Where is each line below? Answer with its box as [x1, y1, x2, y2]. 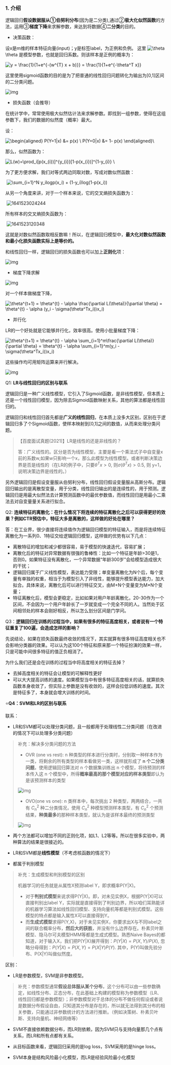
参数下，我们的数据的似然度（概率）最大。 [5, 117, 95, 123]
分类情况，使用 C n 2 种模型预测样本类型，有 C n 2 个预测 [49, 804, 163, 812]
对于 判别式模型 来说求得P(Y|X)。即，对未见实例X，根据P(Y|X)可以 [25, 893, 163, 899]
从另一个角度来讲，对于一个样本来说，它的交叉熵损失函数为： [5, 190, 135, 196]
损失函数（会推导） [12, 100, 53, 106]
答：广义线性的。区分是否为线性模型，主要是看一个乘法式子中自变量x [17, 449, 163, 455]
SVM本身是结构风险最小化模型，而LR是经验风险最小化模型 [12, 1054, 136, 1060]
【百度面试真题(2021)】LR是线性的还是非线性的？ [17, 438, 122, 444]
